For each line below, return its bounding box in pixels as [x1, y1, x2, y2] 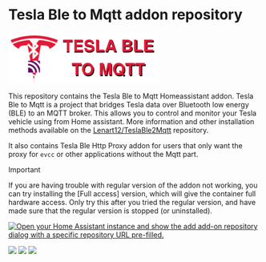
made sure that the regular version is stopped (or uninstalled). [8, 206, 212, 216]
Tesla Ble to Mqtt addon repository [8, 6, 243, 24]
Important [8, 165, 41, 175]
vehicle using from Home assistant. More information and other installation [8, 117, 255, 127]
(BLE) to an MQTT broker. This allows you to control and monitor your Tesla [8, 108, 257, 118]
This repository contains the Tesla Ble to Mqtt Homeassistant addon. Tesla [8, 91, 254, 101]
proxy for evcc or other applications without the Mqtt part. [8, 150, 199, 159]
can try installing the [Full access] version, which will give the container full [8, 189, 256, 199]
